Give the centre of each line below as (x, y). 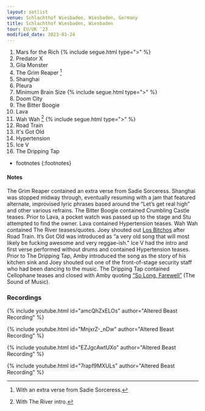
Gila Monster (32, 65)
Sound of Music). (29, 282)
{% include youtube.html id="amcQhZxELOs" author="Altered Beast (92, 311)
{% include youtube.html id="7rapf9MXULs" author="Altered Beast (91, 366)
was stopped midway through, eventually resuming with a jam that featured (101, 197)
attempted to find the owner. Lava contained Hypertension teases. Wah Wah (102, 223)
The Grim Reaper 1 (39, 72)
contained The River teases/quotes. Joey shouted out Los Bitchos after (96, 230)
